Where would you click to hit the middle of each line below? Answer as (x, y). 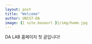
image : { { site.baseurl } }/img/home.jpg (46, 23)
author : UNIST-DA (23, 18)
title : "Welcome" (23, 14)
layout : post (18, 9)
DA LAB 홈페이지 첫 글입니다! (33, 37)
